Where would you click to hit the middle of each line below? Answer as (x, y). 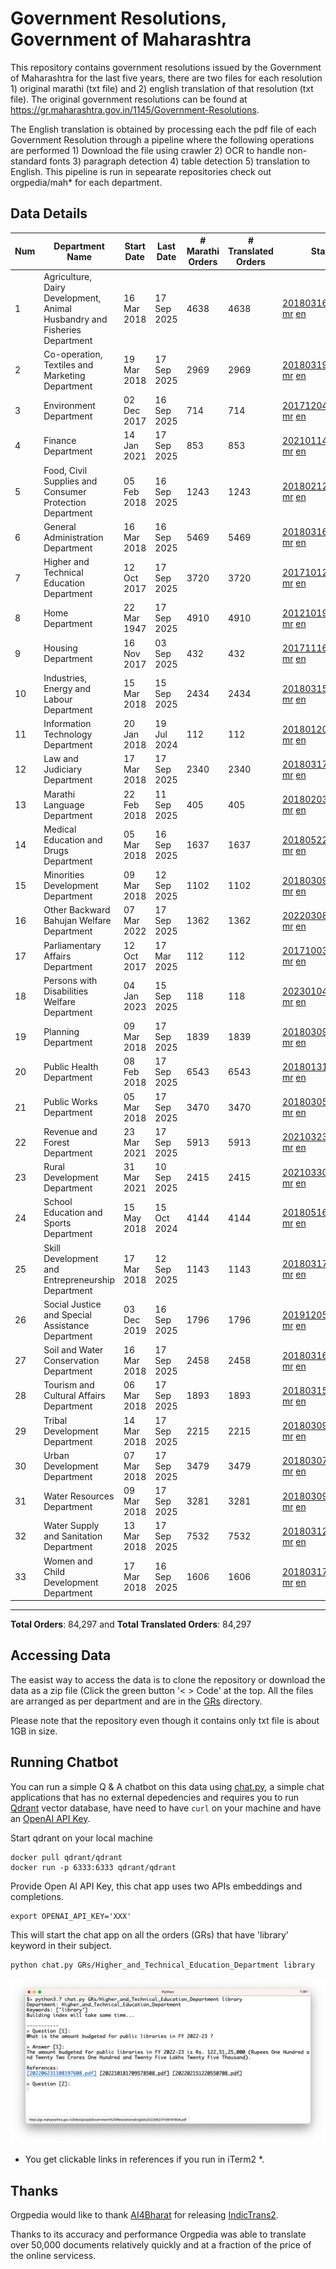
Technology (68, 734)
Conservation (71, 1360)
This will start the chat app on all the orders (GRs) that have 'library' (150, 1934)
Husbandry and (75, 319)
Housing (60, 648)
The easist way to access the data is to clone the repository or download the (168, 1679)
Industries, (65, 678)
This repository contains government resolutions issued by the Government (166, 67)
